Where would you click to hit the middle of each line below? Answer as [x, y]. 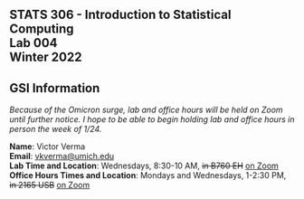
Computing [42, 29]
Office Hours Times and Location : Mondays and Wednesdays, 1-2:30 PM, [148, 175]
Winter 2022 [46, 57]
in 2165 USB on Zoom [50, 185]
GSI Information [55, 88]
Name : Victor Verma [47, 147]
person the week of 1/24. [56, 129]
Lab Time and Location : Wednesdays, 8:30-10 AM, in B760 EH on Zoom [144, 166]
